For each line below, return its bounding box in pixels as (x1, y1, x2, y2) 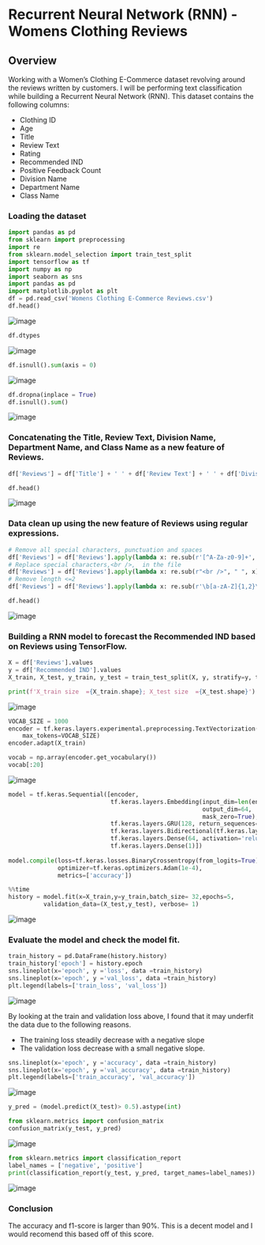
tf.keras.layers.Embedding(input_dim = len (110, 798, 248, 805)
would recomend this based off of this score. (8, 1229, 155, 1239)
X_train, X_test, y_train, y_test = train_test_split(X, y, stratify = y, (8, 673, 252, 681)
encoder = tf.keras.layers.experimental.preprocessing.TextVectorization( (8, 725, 259, 733)
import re (8, 243, 41, 251)
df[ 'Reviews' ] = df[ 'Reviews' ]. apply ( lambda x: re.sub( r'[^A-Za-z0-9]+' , (8, 553, 256, 561)
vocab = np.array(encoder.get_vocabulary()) (8, 753, 157, 762)
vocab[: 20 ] (8, 761, 44, 769)
